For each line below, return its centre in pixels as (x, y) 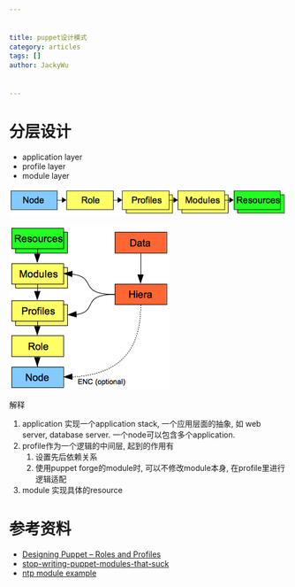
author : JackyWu (39, 66)
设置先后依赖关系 (66, 457)
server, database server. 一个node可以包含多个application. (129, 435)
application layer (52, 157)
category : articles (45, 47)
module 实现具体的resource (72, 490)
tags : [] (25, 56)
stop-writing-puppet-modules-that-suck (95, 564)
